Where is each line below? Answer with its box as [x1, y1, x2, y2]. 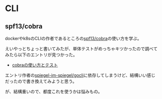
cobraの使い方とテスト [12, 62, 58, 68]
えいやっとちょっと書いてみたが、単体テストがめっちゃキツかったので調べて [5, 46, 158, 51]
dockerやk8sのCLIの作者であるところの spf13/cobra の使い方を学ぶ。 [5, 36, 142, 41]
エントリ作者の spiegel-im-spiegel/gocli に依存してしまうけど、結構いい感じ [5, 72, 156, 78]
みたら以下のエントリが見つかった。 [5, 52, 78, 57]
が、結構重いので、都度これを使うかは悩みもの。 [5, 89, 103, 94]
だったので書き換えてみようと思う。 [5, 78, 77, 84]
